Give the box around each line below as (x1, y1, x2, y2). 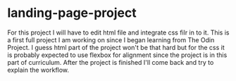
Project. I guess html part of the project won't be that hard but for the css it (7, 43, 225, 51)
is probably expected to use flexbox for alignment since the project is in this (7, 51, 228, 59)
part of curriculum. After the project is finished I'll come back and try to (7, 58, 214, 66)
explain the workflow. (7, 66, 69, 74)
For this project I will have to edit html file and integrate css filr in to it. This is (7, 28, 230, 37)
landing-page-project (7, 5, 137, 21)
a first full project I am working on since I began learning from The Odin (7, 35, 215, 44)
